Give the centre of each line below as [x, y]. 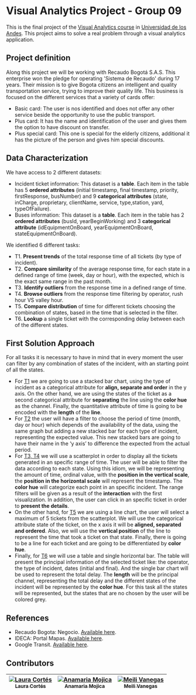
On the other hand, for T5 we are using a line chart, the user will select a [102, 512]
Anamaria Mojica [85, 686]
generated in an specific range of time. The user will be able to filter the [101, 463]
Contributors [30, 663]
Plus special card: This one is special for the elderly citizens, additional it [102, 133]
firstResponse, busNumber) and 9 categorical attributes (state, [91, 196]
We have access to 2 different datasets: [54, 172]
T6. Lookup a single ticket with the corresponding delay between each [100, 319]
